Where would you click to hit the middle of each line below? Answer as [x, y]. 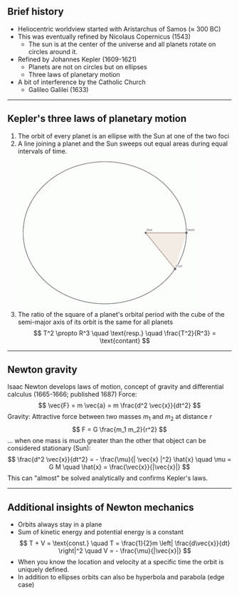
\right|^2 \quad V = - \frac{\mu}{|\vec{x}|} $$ [124, 551]
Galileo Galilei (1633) [58, 89]
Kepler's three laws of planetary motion [97, 119]
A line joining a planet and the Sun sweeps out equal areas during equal [123, 143]
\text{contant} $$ [125, 340]
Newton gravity [42, 370]
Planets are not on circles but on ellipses [87, 66]
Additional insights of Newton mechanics [101, 507]
